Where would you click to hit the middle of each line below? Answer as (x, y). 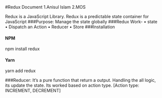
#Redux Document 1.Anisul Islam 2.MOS (45, 7)
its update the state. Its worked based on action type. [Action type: (72, 85)
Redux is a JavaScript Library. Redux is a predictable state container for (77, 16)
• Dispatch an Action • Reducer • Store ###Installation (60, 27)
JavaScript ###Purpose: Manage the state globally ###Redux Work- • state (81, 22)
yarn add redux (20, 71)
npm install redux (22, 49)
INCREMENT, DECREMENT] (33, 91)
